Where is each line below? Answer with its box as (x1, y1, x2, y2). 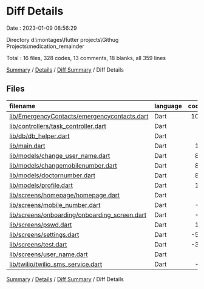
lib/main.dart (9, 141, 46, 150)
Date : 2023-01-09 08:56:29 (6, 24, 77, 32)
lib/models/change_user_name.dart (9, 151, 110, 160)
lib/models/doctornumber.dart (9, 171, 96, 180)
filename (9, 101, 36, 110)
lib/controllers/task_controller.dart (9, 121, 106, 130)
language (154, 101, 182, 110)
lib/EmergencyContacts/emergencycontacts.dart (9, 112, 149, 120)
